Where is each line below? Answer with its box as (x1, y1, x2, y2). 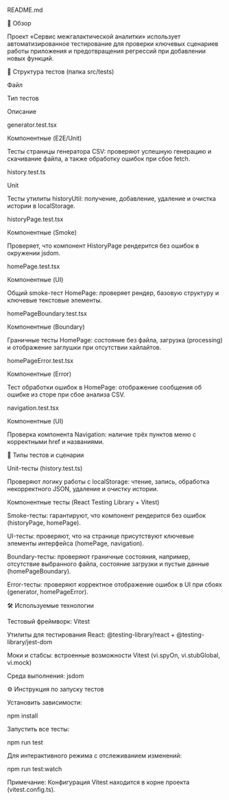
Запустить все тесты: (7, 725, 70, 733)
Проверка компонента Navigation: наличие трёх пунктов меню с (7, 430, 197, 438)
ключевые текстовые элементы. (7, 296, 102, 304)
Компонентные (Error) (7, 370, 72, 378)
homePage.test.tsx (7, 262, 60, 270)
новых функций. (7, 54, 54, 62)
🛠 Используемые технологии (7, 602, 95, 609)
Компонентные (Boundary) (7, 322, 85, 331)
